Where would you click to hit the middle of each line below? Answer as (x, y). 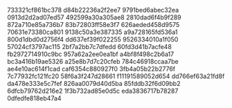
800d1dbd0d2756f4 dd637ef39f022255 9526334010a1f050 (93, 39)
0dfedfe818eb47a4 (34, 98)
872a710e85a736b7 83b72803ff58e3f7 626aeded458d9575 (93, 25)
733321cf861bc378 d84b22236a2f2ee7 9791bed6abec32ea (93, 10)
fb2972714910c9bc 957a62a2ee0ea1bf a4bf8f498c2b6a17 (91, 54)
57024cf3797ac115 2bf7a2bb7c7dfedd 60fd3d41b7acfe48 (89, 47)
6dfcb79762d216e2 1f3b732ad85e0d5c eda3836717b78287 (93, 91)
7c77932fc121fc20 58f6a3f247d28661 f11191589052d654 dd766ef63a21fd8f (116, 76)
